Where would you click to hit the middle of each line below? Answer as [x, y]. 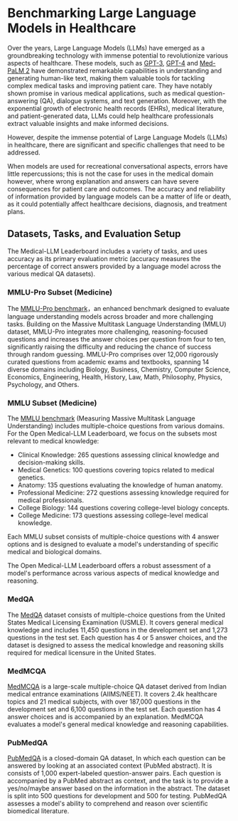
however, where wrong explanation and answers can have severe [103, 181]
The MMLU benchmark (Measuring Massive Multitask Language [101, 418]
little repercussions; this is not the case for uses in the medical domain [110, 174]
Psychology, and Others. [43, 385]
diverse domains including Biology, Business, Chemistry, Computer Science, [119, 370]
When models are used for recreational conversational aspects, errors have [118, 166]
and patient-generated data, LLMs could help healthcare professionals [110, 116]
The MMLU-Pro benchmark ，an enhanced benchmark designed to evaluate [118, 309]
